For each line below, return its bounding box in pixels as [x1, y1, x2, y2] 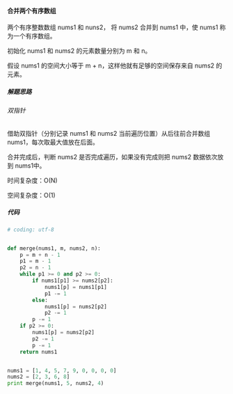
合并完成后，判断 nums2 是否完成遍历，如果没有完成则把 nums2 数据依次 [7, 152, 218, 161]
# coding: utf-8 [7, 226, 54, 233]
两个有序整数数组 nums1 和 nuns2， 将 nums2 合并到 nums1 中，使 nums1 [7, 23, 218, 31]
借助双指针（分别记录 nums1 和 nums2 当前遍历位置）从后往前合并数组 [7, 129, 211, 137]
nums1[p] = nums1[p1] [44, 283, 108, 290]
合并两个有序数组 [7, 6, 56, 15]
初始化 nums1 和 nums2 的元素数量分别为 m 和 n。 [7, 47, 152, 55]
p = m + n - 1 [19, 251, 61, 258]
